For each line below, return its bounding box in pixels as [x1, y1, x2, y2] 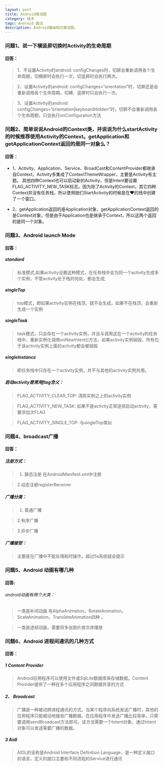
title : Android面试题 [5, 12, 47, 17]
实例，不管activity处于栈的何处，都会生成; [21, 275, 106, 281]
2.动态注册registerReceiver [17, 482, 72, 488]
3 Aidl [5, 737, 18, 743]
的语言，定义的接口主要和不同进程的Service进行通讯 [17, 756, 123, 762]
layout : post [5, 7, 32, 12]
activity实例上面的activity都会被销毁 [25, 343, 98, 349]
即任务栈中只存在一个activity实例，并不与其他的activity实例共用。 [17, 367, 149, 373]
